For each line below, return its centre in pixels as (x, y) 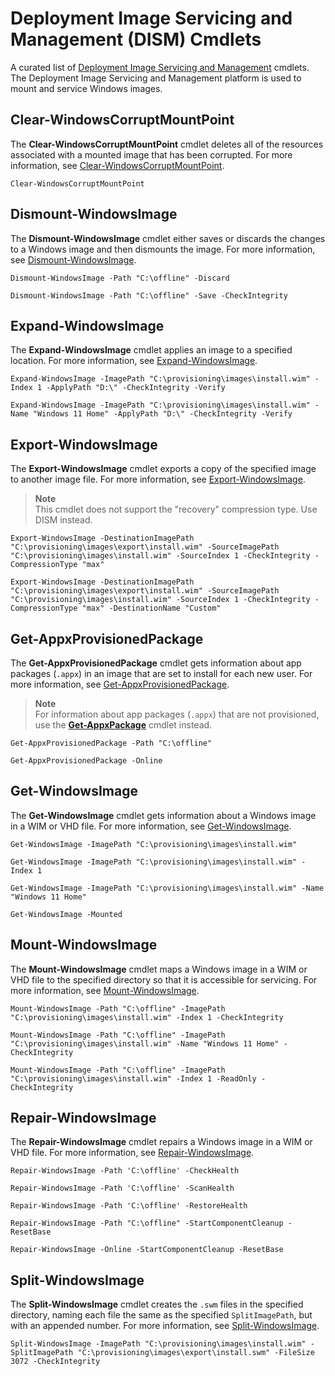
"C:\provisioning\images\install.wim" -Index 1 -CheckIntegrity (147, 1017)
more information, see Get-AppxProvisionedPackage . (120, 684)
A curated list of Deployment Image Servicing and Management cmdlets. (160, 67)
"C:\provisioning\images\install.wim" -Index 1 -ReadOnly (133, 1078)
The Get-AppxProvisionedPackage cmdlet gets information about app (156, 663)
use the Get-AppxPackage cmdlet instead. (123, 725)
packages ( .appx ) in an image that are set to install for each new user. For (161, 673)
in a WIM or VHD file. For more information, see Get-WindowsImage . (151, 826)
